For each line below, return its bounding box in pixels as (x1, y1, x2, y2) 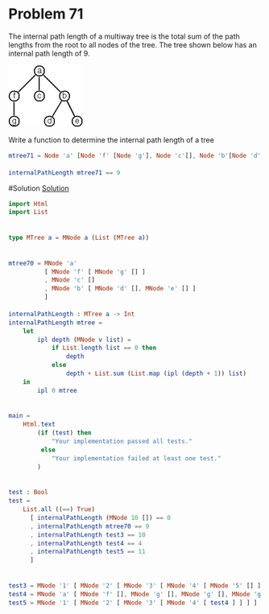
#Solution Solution (8, 183, 70, 193)
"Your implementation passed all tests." (51, 438, 193, 446)
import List (8, 208, 48, 216)
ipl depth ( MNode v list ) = (37, 336, 131, 344)
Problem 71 (8, 5, 84, 23)
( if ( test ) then (37, 429, 92, 437)
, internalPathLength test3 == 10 (29, 530, 147, 539)
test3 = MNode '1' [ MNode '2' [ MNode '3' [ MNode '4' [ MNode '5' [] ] (8, 581, 262, 590)
